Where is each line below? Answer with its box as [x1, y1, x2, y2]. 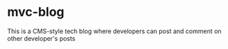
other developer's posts [7, 34, 76, 42]
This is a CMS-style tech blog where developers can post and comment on [7, 27, 222, 35]
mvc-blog [7, 4, 65, 20]
